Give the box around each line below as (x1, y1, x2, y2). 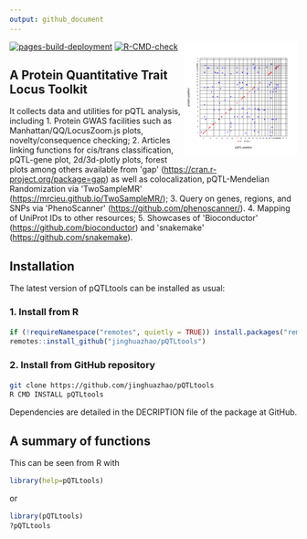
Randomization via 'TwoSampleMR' (9, 184, 143, 195)
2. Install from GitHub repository (9, 359, 155, 372)
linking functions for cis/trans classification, (9, 144, 174, 155)
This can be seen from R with (9, 458, 121, 469)
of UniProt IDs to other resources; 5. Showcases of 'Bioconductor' (9, 213, 259, 224)
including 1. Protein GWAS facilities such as (9, 115, 172, 127)
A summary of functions (9, 433, 151, 449)
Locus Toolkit (9, 82, 89, 98)
